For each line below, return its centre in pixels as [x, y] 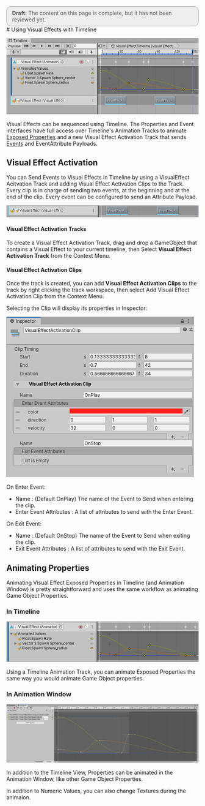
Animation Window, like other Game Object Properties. [75, 779]
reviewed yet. [29, 20]
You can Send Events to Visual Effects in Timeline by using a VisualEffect [98, 178]
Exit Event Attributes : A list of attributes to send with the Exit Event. [100, 549]
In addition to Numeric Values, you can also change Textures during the [96, 791]
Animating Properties [48, 568]
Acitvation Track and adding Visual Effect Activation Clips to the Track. [95, 184]
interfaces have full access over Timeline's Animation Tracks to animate [97, 130]
